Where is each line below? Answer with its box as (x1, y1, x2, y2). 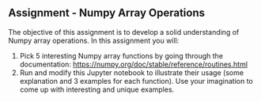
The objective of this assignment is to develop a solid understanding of (8, 27, 240, 36)
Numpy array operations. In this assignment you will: (8, 36, 180, 45)
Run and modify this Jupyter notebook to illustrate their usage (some (19, 67, 244, 77)
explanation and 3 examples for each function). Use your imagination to (19, 76, 253, 85)
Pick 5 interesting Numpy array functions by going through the (19, 51, 224, 60)
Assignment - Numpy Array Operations (8, 6, 206, 20)
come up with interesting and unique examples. (19, 85, 175, 94)
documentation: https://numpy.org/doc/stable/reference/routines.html (19, 59, 248, 69)
